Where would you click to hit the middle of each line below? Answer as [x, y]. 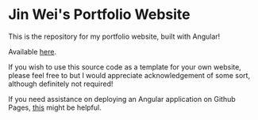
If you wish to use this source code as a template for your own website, [125, 67]
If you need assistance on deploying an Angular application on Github [122, 99]
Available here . [33, 51]
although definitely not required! [61, 84]
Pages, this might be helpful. [55, 107]
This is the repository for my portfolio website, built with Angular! [114, 36]
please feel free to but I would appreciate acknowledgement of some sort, [129, 75]
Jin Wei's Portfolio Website [99, 15]
